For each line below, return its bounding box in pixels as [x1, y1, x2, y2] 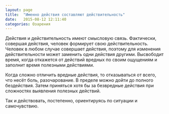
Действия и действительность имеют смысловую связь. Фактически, [5, 35, 157, 41]
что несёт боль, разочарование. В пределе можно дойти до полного [5, 77, 154, 83]
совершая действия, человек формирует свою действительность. [5, 41, 149, 47]
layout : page [5, 7, 33, 13]
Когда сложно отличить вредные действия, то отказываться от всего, [5, 72, 156, 78]
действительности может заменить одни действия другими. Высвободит [5, 51, 164, 58]
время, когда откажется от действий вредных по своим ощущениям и [5, 56, 157, 63]
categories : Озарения [5, 21, 51, 27]
